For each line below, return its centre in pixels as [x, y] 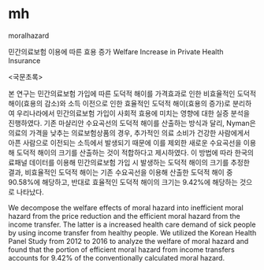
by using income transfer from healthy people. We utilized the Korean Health [132, 232]
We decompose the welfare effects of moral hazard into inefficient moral [126, 207]
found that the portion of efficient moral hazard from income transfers [121, 250]
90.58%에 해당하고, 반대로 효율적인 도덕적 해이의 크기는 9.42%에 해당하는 [123, 182]
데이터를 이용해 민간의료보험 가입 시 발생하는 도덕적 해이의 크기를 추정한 [139, 162]
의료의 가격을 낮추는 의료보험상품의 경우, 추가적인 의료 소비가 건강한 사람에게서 [129, 133]
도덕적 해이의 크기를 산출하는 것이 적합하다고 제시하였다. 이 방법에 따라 [125, 152]
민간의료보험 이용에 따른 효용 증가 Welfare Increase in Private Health [116, 51]
